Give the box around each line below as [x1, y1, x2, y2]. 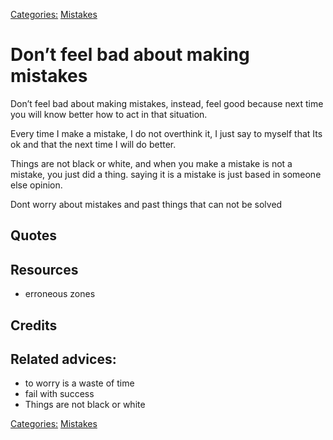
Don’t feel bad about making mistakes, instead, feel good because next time [10, 97, 324, 109]
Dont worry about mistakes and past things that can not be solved [10, 198, 283, 210]
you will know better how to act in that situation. [10, 108, 208, 120]
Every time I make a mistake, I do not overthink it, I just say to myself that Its [10, 127, 323, 139]
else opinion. [10, 179, 63, 191]
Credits [10, 317, 58, 334]
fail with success [24, 388, 95, 400]
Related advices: [10, 350, 117, 368]
